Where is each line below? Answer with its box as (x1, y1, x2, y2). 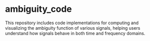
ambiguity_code (5, 3, 72, 15)
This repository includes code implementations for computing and (5, 20, 139, 26)
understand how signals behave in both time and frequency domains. (5, 30, 146, 36)
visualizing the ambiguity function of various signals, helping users (5, 25, 141, 31)
